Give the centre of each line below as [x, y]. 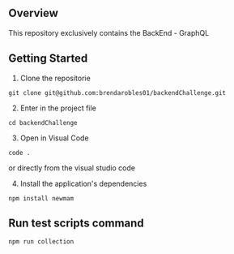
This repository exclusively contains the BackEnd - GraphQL [109, 32]
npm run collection [41, 242]
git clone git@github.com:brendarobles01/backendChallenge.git [117, 93]
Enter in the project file [58, 108]
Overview [34, 13]
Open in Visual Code [54, 138]
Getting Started [48, 59]
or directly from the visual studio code [72, 168]
